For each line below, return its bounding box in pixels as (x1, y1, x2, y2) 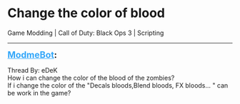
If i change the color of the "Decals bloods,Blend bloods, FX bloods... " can (7, 80, 229, 90)
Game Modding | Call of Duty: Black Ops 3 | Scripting (7, 28, 164, 37)
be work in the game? (7, 88, 71, 97)
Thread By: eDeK (7, 66, 58, 74)
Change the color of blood (7, 5, 166, 21)
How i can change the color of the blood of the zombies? (7, 73, 175, 82)
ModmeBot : (7, 48, 57, 61)
